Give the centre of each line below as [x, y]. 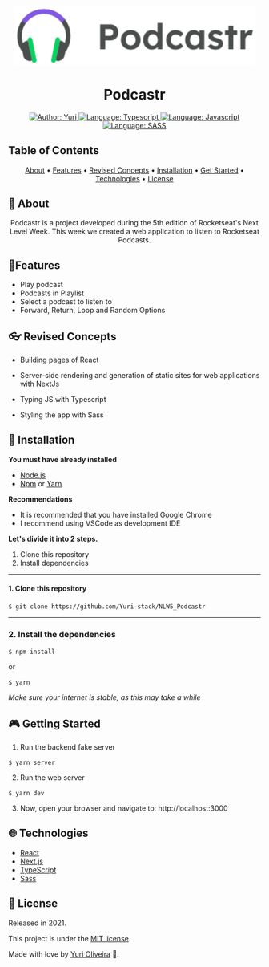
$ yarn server [32, 763]
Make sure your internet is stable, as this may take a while [105, 697]
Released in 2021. [37, 923]
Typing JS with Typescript [63, 399]
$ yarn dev [26, 794]
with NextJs [40, 384]
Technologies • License [134, 178]
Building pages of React [59, 360]
